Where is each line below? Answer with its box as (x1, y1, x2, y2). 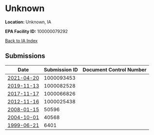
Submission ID (43, 66, 78, 73)
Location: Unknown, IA (5, 19, 51, 25)
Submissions (5, 52, 45, 60)
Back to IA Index (5, 37, 38, 44)
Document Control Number (82, 66, 147, 73)
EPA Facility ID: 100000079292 (5, 28, 68, 34)
